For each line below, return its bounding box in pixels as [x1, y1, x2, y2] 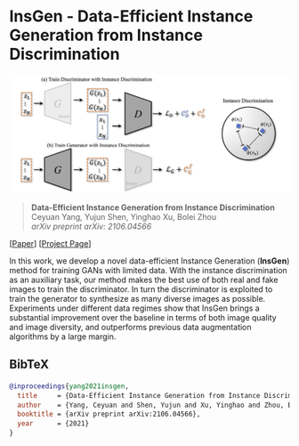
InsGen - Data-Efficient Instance [9, 6, 254, 27]
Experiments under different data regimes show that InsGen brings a [9, 303, 260, 313]
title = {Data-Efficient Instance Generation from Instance [17, 391, 261, 400]
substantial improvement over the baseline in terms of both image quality [9, 312, 278, 323]
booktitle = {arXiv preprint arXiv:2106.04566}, [17, 410, 201, 419]
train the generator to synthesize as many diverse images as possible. [9, 294, 266, 304]
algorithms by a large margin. [9, 331, 117, 342]
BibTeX [9, 357, 49, 372]
